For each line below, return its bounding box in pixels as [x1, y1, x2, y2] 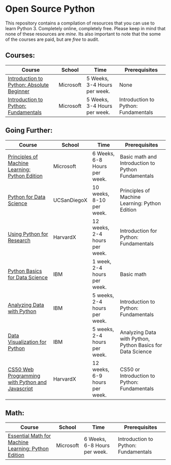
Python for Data [8, 193, 46, 200]
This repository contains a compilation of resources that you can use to [5, 20, 155, 26]
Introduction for [120, 227, 157, 234]
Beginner [8, 87, 30, 95]
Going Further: [5, 126, 53, 135]
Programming [8, 372, 41, 379]
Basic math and [120, 153, 157, 160]
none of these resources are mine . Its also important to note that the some [5, 31, 161, 37]
